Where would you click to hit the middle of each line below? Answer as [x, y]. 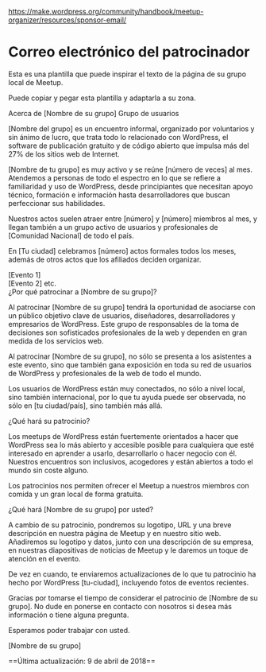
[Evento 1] [25, 274]
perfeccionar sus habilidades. [57, 203]
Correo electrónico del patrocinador [129, 52]
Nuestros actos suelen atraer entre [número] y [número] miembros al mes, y [133, 219]
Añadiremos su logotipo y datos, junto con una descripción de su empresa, [131, 542]
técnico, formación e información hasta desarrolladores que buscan [119, 195]
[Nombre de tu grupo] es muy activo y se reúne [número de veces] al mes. [130, 169]
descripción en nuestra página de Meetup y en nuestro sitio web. [115, 533]
